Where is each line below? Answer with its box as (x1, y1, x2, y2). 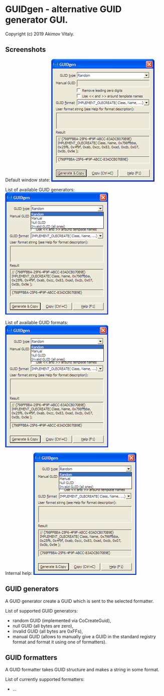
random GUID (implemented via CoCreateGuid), (12, 617, 111, 624)
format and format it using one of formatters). (12, 639, 107, 645)
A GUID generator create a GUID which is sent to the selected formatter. (5, 598, 154, 604)
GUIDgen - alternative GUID (5, 4, 122, 15)
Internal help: (5, 570, 33, 576)
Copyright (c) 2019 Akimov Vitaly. (5, 31, 74, 37)
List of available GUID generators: (5, 186, 75, 192)
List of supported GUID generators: (5, 608, 78, 614)
